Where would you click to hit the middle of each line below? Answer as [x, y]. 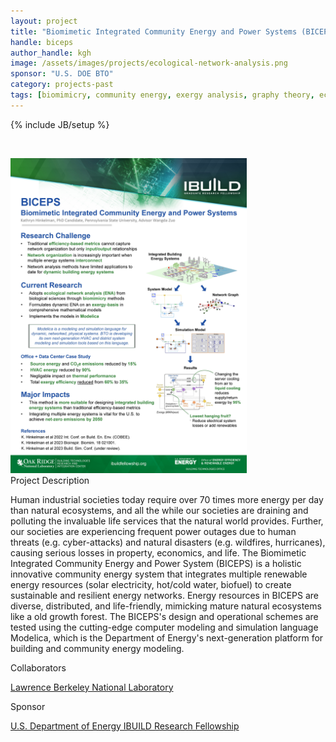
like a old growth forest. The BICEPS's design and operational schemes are [164, 616]
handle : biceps [42, 42]
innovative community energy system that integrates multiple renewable [159, 574]
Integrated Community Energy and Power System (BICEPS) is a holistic [156, 563]
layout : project [44, 21]
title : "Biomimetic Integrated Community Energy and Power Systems [154, 31]
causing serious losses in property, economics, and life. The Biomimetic [158, 552]
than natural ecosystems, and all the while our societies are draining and [159, 510]
